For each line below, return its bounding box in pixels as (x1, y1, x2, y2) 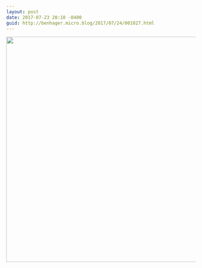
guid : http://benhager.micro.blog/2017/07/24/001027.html (6, 20, 155, 26)
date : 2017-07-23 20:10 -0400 (6, 14, 82, 20)
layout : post (6, 8, 39, 15)
